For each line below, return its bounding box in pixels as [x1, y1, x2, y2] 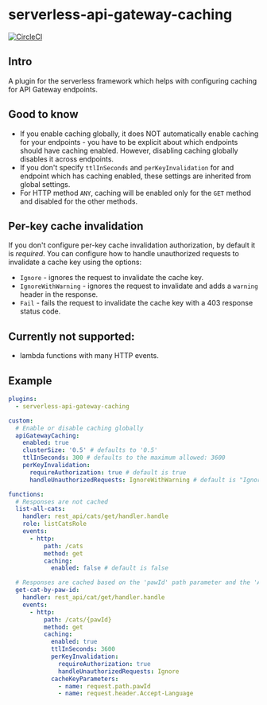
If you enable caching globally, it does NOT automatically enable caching [19, 129, 259, 138]
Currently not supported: [8, 329, 135, 343]
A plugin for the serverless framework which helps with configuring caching [8, 76, 257, 85]
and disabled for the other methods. [19, 197, 137, 206]
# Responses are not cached [15, 497, 109, 506]
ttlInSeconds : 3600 [50, 645, 115, 653]
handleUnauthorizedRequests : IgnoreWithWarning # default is [29, 476, 237, 484]
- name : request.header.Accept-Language [58, 690, 194, 698]
